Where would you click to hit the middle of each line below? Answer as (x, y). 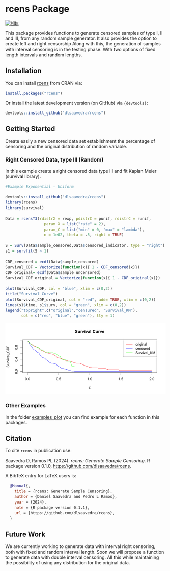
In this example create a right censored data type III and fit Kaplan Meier (81, 171)
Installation (23, 71)
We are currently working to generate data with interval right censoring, (80, 546)
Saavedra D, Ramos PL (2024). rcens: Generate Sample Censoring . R (78, 461)
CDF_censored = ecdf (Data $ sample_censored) (52, 262)
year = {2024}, (31, 502)
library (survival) (25, 208)
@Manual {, (20, 486)
